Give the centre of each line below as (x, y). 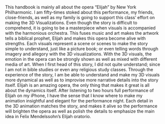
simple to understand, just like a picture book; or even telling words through (82, 49)
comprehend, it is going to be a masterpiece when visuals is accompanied (81, 28)
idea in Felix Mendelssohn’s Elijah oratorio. (48, 116)
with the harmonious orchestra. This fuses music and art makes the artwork (82, 33)
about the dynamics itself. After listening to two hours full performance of (80, 90)
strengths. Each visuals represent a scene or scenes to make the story (77, 43)
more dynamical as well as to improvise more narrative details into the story (82, 80)
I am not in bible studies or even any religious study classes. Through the (79, 70)
